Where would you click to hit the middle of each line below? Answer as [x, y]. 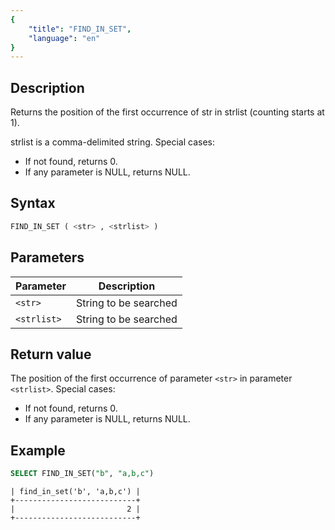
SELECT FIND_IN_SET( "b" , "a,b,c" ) [82, 474]
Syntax [33, 203]
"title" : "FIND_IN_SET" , [80, 29]
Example [38, 450]
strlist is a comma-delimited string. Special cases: [113, 142]
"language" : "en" [64, 38]
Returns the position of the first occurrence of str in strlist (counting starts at [167, 112]
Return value [51, 354]
